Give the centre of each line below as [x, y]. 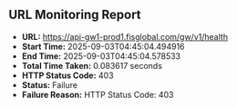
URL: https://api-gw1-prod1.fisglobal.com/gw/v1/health [125, 36]
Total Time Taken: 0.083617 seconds [92, 65]
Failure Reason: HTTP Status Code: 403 [98, 94]
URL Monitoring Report [75, 15]
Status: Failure [50, 84]
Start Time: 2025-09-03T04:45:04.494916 [103, 46]
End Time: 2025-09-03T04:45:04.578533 [101, 56]
